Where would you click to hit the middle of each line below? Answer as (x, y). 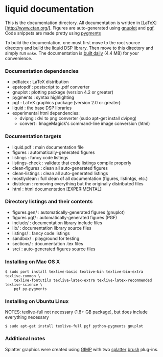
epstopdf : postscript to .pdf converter (51, 87)
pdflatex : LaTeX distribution (40, 82)
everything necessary (27, 317)
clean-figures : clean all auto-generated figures (60, 168)
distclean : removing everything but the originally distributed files (78, 183)
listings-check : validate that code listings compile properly (72, 163)
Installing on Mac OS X (33, 262)
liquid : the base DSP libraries (42, 108)
